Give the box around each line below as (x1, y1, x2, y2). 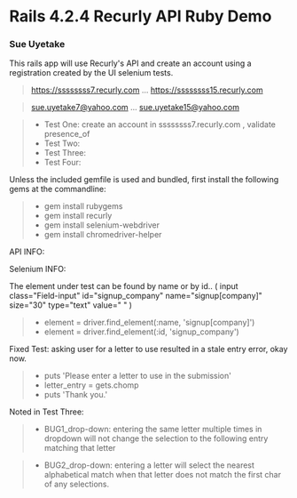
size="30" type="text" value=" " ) (9, 300, 133, 310)
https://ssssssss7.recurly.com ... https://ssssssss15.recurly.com (30, 84, 263, 95)
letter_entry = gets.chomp (43, 380, 139, 390)
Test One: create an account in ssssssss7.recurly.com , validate (43, 119, 277, 130)
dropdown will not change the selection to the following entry (43, 433, 269, 444)
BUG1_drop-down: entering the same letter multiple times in (43, 424, 262, 435)
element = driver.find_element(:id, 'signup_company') (43, 326, 239, 337)
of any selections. (43, 478, 110, 490)
